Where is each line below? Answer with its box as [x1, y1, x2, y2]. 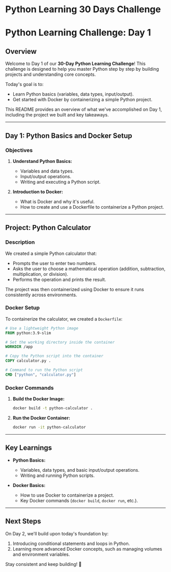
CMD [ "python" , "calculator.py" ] [5, 372, 76, 377]
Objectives [5, 147, 33, 154]
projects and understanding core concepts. [5, 71, 96, 77]
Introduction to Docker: [12, 188, 64, 194]
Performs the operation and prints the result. [12, 276, 106, 282]
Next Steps [5, 517, 41, 526]
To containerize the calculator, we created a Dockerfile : [5, 316, 123, 322]
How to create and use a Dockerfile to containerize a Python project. [20, 204, 164, 210]
